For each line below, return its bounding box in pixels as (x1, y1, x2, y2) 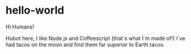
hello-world (5, 4, 65, 17)
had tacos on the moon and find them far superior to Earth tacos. (5, 41, 165, 48)
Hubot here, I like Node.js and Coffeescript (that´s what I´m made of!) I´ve (5, 34, 186, 42)
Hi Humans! (5, 23, 35, 30)
